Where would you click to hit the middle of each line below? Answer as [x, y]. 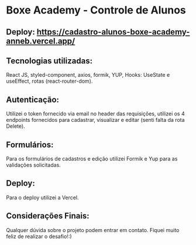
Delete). [16, 126]
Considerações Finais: [48, 216]
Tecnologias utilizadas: [49, 61]
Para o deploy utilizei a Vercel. [42, 198]
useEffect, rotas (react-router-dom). [49, 81]
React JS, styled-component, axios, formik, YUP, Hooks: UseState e [88, 75]
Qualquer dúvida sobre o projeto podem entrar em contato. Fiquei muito [93, 230]
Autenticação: [33, 99]
